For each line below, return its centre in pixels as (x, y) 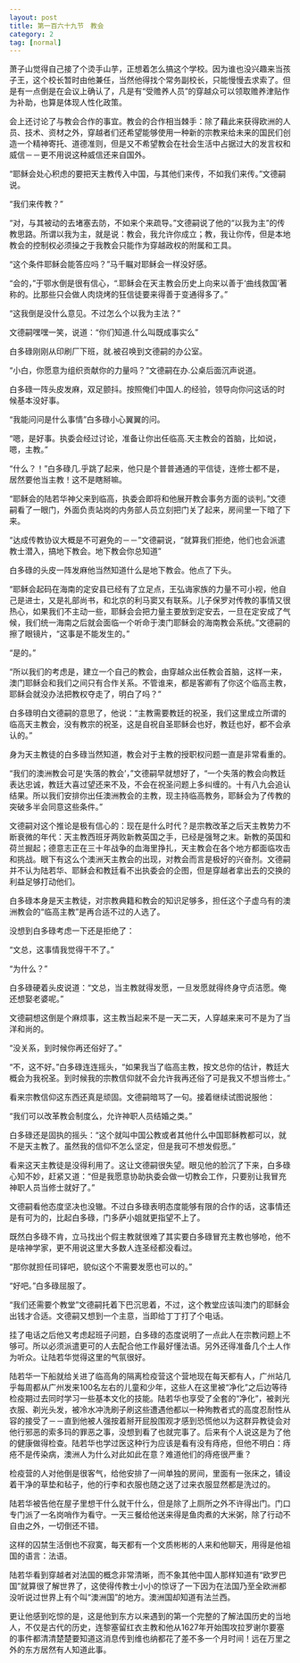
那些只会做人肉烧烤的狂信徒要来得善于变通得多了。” (134, 295)
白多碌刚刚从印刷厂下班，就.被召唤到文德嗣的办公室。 (108, 351)
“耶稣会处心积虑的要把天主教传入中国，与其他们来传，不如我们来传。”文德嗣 (148, 174)
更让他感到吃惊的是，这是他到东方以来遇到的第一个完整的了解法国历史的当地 (150, 1617)
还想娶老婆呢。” (37, 999)
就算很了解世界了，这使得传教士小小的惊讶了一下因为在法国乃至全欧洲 (150, 1586)
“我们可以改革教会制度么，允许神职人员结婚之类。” (101, 1116)
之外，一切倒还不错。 (64, 1526)
